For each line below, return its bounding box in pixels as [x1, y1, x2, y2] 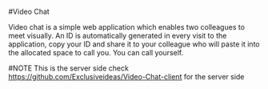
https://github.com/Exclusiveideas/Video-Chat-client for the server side [8, 72, 245, 81]
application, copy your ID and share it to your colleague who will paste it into [8, 39, 260, 49]
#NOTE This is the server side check [8, 63, 130, 73]
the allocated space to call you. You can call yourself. [8, 48, 184, 57]
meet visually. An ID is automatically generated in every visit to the [8, 31, 227, 40]
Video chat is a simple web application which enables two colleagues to [8, 22, 246, 31]
